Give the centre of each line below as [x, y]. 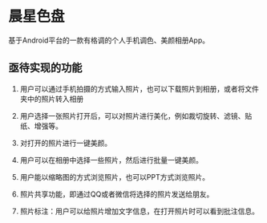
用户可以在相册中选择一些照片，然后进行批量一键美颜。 [111, 160]
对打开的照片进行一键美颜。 [66, 143]
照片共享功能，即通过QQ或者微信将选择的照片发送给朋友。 [117, 194]
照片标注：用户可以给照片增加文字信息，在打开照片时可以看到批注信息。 [139, 211]
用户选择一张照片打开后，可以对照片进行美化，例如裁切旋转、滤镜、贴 [136, 116]
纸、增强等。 [41, 126]
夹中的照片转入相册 [52, 99]
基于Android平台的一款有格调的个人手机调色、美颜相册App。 [109, 40]
